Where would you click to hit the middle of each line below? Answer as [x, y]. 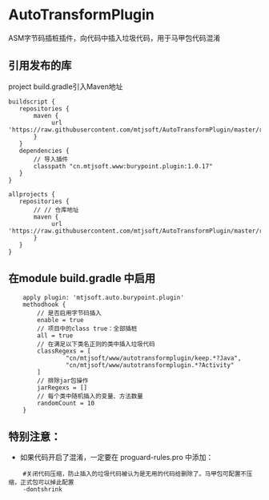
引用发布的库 [40, 66]
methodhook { [44, 304]
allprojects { [32, 194]
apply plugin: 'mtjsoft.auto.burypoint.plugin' [103, 297]
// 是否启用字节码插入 [69, 313]
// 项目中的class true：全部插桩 [87, 329]
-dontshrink [42, 490]
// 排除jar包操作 [63, 381]
